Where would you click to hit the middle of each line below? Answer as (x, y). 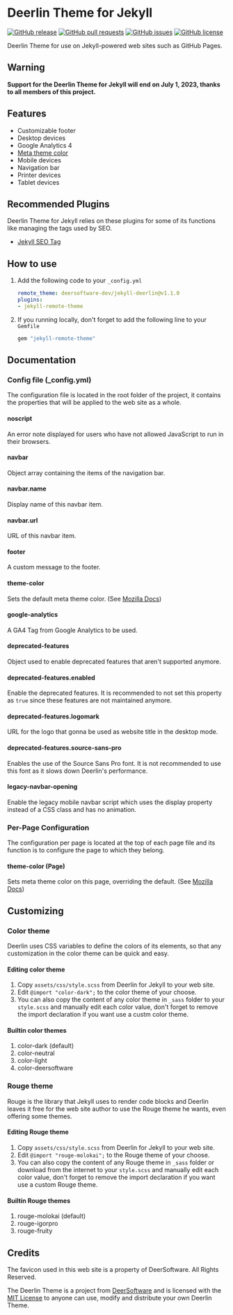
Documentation (42, 360)
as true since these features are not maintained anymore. (90, 700)
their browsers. (29, 441)
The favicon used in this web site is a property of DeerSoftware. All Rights (113, 1269)
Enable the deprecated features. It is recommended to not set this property (115, 693)
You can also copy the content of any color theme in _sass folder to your (121, 1000)
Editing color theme (36, 969)
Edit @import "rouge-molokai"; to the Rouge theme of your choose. (113, 1155)
